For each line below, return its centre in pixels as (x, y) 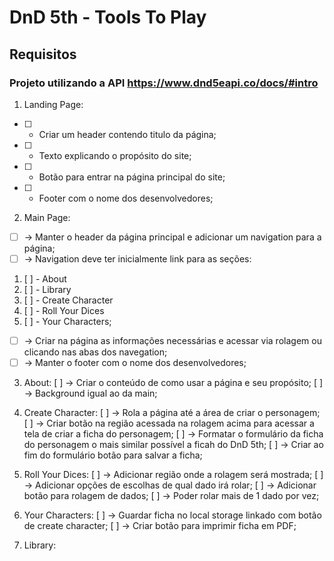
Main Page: (47, 217)
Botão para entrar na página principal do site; (132, 177)
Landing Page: (53, 104)
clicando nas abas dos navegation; (95, 352)
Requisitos (43, 54)
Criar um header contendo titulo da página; (127, 134)
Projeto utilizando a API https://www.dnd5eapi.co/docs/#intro (164, 83)
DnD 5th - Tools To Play (108, 17)
